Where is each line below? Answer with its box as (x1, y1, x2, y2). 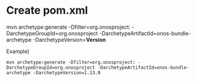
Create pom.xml (6, 4, 88, 17)
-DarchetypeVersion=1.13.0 (32, 69, 101, 75)
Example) (6, 47, 30, 54)
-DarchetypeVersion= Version (32, 36, 106, 43)
